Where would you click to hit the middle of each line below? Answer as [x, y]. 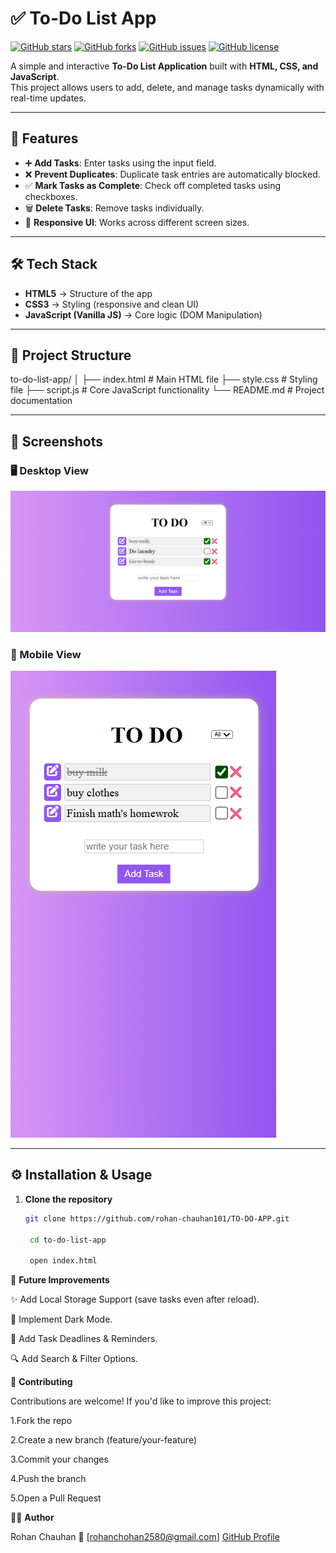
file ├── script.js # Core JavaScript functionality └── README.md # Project [167, 390]
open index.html [63, 1261]
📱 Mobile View [46, 654]
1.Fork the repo [41, 1421]
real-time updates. [48, 98]
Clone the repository [68, 1199]
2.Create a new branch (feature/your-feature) [103, 1440]
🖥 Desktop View [49, 470]
